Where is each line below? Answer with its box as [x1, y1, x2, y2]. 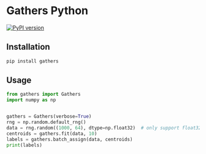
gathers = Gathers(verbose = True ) [6, 114, 92, 120]
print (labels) [6, 142, 43, 148]
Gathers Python [6, 4, 89, 18]
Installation [6, 42, 50, 52]
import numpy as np [6, 97, 56, 103]
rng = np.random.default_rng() [6, 119, 86, 126]
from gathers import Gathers [6, 91, 81, 98]
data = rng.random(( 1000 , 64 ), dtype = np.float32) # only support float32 [6, 125, 202, 131]
